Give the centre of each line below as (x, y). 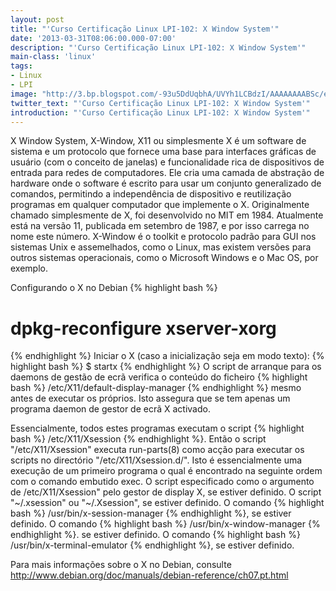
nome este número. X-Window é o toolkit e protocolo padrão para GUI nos (163, 237)
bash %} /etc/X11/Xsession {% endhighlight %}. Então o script (138, 439)
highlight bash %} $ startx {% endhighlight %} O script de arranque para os (166, 367)
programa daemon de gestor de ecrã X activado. (110, 409)
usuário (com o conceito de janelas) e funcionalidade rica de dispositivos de (167, 162)
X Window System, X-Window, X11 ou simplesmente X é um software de (158, 141)
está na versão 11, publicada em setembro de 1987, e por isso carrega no (160, 226)
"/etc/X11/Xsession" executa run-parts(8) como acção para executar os (157, 450)
